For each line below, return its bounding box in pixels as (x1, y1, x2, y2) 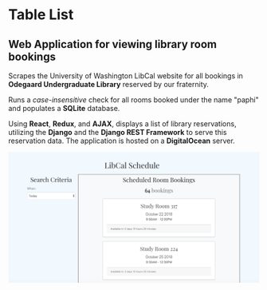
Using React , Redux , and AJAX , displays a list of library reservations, (8, 119, 237, 129)
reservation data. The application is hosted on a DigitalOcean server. (8, 136, 235, 145)
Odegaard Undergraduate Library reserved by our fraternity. (8, 80, 210, 89)
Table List (8, 6, 74, 24)
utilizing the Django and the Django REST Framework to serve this (8, 128, 227, 137)
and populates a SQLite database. (8, 104, 120, 113)
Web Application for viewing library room (8, 38, 218, 51)
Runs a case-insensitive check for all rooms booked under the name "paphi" (8, 95, 259, 105)
